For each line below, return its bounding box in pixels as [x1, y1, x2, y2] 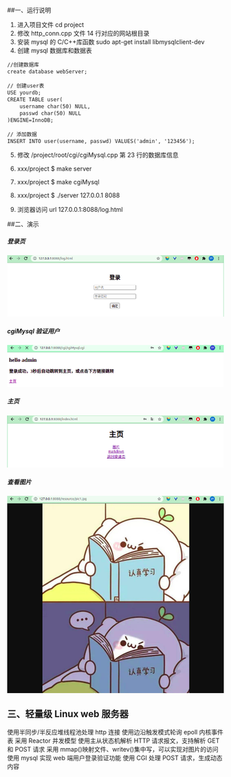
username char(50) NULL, [19, 103, 91, 110]
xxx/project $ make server [16, 164, 92, 173]
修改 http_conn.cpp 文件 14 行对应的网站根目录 [16, 30, 150, 37]
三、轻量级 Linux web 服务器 [7, 708, 129, 720]
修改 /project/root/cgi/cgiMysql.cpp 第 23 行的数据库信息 [16, 151, 179, 159]
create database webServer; [7, 68, 88, 75]
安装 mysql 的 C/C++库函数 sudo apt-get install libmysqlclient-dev [16, 38, 205, 46]
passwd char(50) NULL [19, 110, 81, 117]
